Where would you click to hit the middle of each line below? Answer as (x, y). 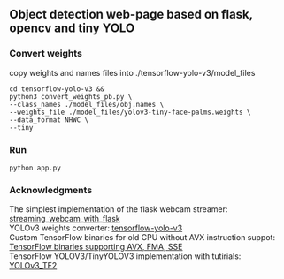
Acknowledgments (51, 190)
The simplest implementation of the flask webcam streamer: (119, 209)
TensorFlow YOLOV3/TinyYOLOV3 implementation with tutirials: (125, 256)
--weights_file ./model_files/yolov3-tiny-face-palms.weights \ (130, 112)
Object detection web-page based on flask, (131, 15)
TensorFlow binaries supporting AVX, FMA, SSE (96, 247)
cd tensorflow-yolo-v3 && (57, 89)
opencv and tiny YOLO (72, 29)
